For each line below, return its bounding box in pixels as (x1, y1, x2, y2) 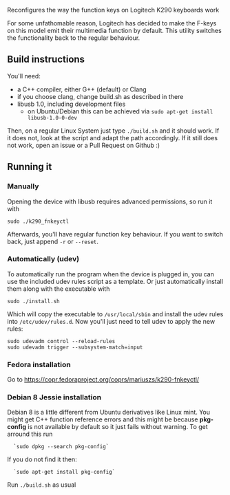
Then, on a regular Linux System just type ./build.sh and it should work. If (7, 126, 220, 135)
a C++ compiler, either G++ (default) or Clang (17, 85, 147, 93)
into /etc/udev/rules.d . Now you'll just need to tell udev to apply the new (7, 317, 216, 325)
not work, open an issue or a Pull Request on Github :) (7, 141, 160, 149)
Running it (7, 161, 52, 173)
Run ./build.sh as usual (7, 481, 76, 489)
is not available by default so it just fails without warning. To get (27, 423, 208, 431)
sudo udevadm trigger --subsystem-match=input (7, 344, 143, 351)
